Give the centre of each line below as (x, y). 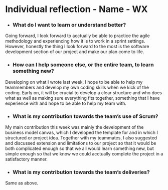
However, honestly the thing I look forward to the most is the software (77, 47)
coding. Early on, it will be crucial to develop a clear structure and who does (83, 92)
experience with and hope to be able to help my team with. (66, 103)
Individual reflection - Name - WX (76, 9)
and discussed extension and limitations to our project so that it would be (81, 143)
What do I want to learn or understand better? (69, 25)
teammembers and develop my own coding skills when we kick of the (77, 87)
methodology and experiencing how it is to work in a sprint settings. (75, 41)
